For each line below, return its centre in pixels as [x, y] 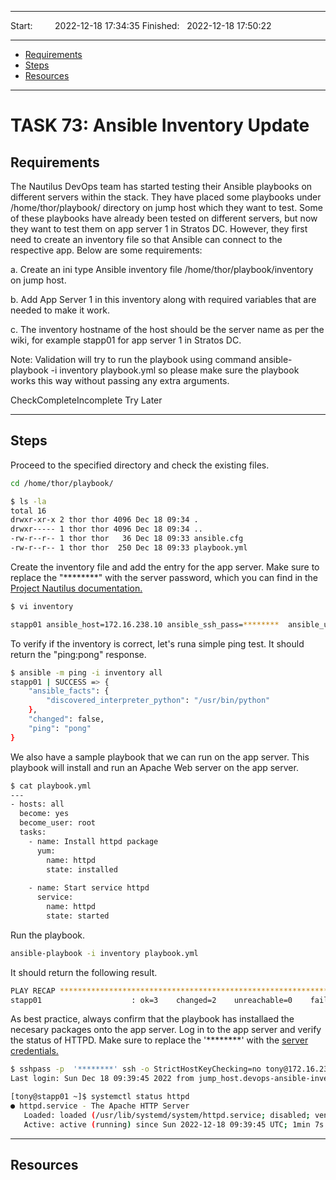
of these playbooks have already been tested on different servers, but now [164, 218]
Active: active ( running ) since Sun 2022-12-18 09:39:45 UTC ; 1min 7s [174, 1124]
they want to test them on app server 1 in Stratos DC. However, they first [159, 229]
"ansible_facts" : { [69, 691]
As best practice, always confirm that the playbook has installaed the [152, 1019]
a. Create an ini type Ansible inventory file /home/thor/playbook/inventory [162, 269]
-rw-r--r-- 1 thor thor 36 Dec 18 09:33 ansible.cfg [127, 539]
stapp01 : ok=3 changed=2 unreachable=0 [151, 1000]
